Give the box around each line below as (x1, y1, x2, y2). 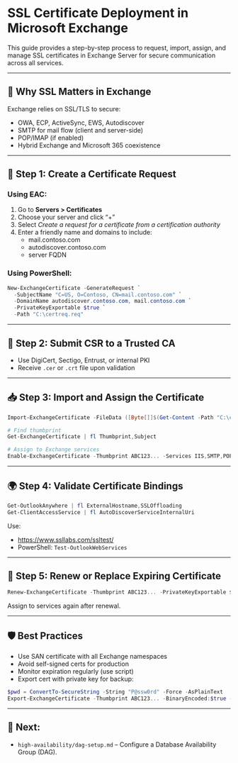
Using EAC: (7, 189, 47, 199)
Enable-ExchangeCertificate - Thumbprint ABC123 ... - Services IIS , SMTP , (7, 452, 223, 460)
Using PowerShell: (7, 268, 72, 278)
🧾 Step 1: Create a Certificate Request (7, 168, 177, 180)
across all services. (7, 58, 64, 67)
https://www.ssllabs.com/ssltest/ (17, 535, 114, 544)
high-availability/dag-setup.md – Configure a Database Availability (17, 740, 217, 749)
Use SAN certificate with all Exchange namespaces (17, 652, 168, 661)
